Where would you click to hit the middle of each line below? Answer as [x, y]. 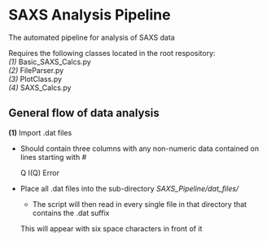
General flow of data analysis [84, 113]
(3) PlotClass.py [35, 79]
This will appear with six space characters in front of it [111, 228]
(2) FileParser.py [36, 70]
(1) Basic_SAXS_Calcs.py [50, 62]
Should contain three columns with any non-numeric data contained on [140, 148]
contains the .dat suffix [71, 213]
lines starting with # [53, 157]
